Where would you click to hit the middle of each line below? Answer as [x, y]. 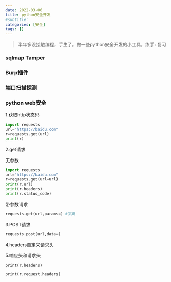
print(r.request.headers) [33, 274]
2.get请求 [15, 149]
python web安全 [26, 103]
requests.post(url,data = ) [33, 234]
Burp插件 [17, 72]
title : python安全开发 [28, 15]
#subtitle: [17, 19]
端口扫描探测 [21, 88]
